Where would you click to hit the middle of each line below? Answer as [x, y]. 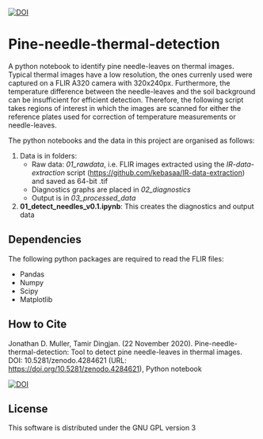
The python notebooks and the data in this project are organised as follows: [131, 140]
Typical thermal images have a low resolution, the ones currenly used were [131, 74]
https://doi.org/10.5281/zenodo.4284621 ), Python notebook [105, 368]
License [28, 408]
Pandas [32, 274]
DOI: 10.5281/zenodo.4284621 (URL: [67, 360]
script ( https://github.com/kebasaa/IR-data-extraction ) [156, 172]
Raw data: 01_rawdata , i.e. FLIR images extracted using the [128, 164]
